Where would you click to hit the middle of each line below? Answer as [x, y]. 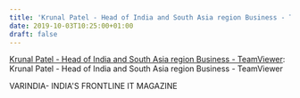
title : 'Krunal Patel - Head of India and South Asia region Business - [147, 17]
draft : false [33, 34]
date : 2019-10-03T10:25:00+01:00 [71, 26]
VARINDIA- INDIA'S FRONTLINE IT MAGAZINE [93, 86]
